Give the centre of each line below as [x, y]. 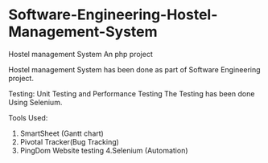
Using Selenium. [35, 102]
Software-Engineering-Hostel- [113, 15]
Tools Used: [28, 117]
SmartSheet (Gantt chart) [62, 133]
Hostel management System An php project [80, 54]
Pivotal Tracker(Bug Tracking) [69, 141]
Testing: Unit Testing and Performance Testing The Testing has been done [132, 93]
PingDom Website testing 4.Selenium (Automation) [104, 150]
